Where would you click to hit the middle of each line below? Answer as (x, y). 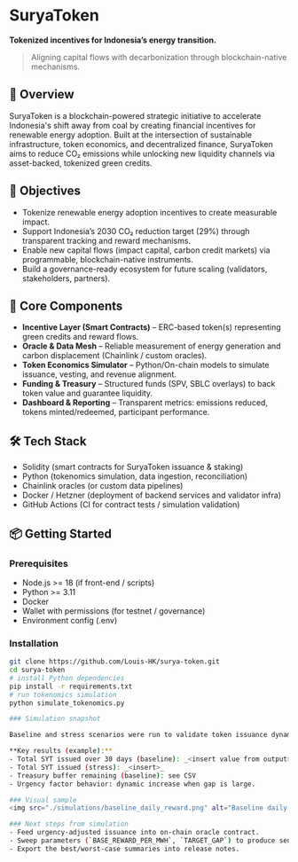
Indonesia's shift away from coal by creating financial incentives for (133, 125)
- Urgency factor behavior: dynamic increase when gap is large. (132, 784)
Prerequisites (39, 563)
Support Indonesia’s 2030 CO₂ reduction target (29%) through (136, 231)
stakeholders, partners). (66, 278)
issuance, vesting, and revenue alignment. (99, 374)
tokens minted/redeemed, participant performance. (116, 412)
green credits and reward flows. (80, 337)
